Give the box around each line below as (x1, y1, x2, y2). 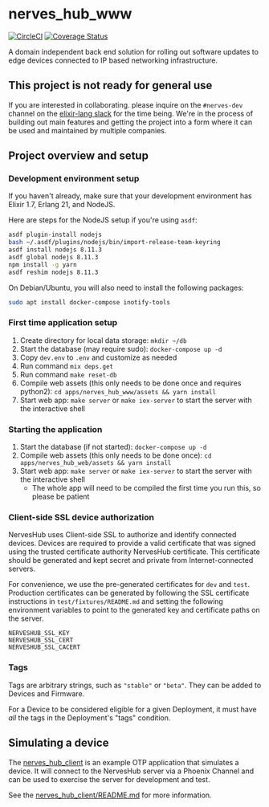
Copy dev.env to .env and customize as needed (19, 353, 177, 362)
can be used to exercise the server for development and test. (8, 774, 210, 784)
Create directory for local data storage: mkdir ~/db (19, 335, 187, 345)
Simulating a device (8, 736, 109, 750)
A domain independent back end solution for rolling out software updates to (8, 47, 259, 56)
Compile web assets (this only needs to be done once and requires (19, 378, 242, 388)
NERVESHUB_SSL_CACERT (8, 643, 81, 651)
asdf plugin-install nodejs (8, 230, 103, 239)
